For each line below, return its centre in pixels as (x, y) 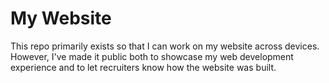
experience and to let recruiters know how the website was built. (143, 67)
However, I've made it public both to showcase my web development (152, 56)
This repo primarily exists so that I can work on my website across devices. (165, 46)
